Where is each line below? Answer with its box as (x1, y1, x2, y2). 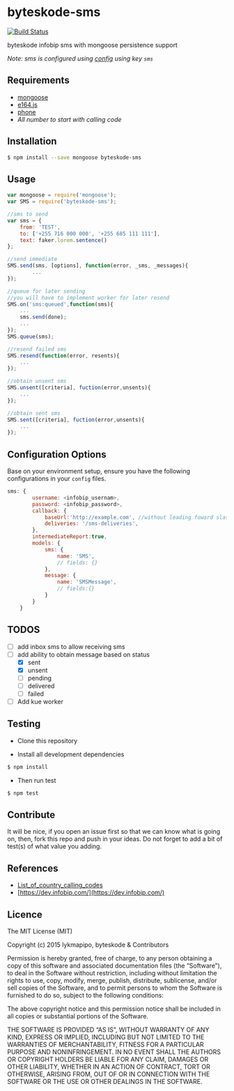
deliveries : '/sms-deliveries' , (44, 520, 139, 527)
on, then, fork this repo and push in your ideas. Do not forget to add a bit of (7, 834, 223, 844)
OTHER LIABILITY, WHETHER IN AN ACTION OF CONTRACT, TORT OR (7, 1062, 210, 1071)
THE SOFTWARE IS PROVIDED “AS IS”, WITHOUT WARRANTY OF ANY (7, 1025, 210, 1034)
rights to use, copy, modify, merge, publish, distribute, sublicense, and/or (7, 977, 217, 984)
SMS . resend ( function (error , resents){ (7, 352, 120, 359)
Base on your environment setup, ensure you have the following (7, 467, 190, 475)
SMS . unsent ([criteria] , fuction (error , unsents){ (7, 384, 151, 391)
